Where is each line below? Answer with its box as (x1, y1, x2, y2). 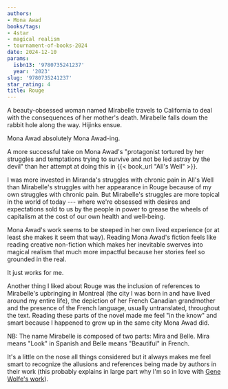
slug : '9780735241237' (7, 74, 72, 82)
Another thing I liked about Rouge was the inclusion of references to (7, 282, 200, 290)
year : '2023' (13, 68, 51, 75)
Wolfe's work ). (7, 374, 49, 383)
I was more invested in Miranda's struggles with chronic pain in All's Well (7, 175, 214, 184)
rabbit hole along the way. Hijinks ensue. (7, 121, 123, 129)
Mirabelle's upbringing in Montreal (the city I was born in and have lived (7, 290, 211, 298)
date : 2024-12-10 (7, 49, 57, 56)
